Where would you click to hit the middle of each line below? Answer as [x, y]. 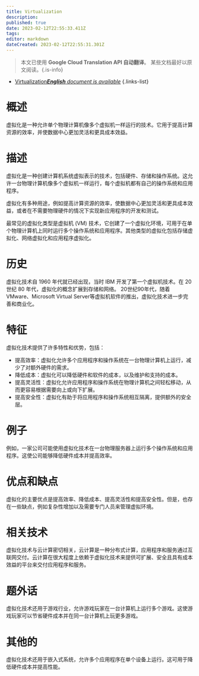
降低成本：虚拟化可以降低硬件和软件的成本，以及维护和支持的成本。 [98, 375]
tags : [13, 34]
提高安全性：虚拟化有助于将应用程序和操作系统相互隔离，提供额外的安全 [103, 397]
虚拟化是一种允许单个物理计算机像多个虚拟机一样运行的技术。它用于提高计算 [99, 124]
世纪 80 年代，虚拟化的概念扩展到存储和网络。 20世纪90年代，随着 [88, 289]
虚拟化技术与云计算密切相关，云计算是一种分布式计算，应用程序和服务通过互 [99, 550]
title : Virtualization [34, 12]
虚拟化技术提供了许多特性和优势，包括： [55, 347]
